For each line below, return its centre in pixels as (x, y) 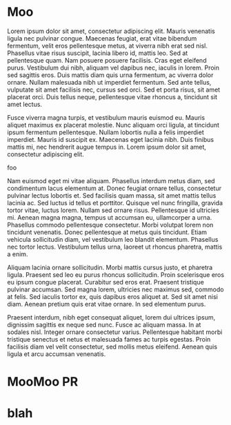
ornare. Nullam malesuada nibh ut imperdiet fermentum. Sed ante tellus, (109, 82)
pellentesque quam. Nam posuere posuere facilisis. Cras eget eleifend (107, 60)
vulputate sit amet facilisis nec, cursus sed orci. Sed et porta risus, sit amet (114, 90)
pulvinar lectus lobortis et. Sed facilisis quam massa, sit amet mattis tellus (112, 195)
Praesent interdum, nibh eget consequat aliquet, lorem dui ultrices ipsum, (111, 317)
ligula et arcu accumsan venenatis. (57, 354)
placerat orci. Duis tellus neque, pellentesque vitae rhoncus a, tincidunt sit (112, 96)
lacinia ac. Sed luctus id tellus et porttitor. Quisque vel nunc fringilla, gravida (115, 203)
